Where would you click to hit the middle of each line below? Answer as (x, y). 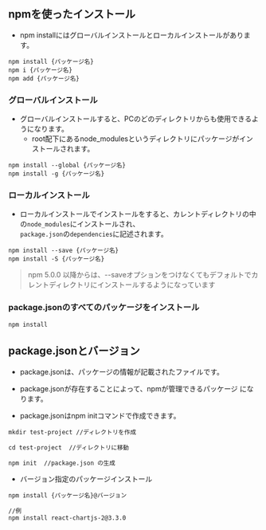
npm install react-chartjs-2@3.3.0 (67, 518)
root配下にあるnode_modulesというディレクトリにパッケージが (135, 139)
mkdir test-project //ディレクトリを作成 (72, 432)
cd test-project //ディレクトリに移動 (69, 448)
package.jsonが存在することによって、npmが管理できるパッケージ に (133, 388)
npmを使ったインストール (72, 14)
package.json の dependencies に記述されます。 (94, 234)
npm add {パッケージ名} (44, 78)
